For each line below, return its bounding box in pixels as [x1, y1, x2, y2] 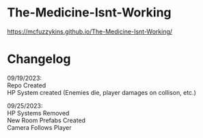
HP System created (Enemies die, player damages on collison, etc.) [7, 88, 196, 96]
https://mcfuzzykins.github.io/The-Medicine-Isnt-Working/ [7, 27, 173, 36]
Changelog [7, 51, 71, 67]
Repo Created [7, 81, 46, 89]
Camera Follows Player [7, 123, 72, 131]
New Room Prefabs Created [7, 116, 86, 124]
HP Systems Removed [7, 109, 70, 117]
